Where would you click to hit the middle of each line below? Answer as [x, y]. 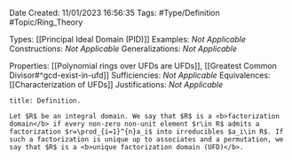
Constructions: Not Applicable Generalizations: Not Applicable [123, 49]
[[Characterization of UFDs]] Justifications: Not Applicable [116, 84]
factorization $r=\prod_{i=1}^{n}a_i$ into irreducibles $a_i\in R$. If [146, 132]
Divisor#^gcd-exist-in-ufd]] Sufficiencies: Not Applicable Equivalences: [140, 75]
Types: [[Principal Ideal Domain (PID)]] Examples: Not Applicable [128, 39]
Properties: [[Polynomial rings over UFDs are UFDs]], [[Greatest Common [143, 66]
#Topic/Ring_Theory [46, 22]
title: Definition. [45, 101]
